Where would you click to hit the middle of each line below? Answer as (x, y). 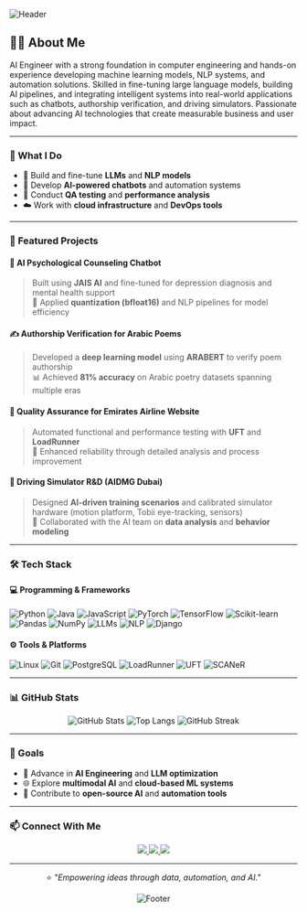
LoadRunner (56, 441)
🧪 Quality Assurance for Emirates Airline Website (105, 412)
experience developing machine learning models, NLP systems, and (138, 74)
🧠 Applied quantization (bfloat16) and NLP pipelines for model (150, 303)
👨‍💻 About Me (48, 43)
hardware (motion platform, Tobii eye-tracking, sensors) (137, 511)
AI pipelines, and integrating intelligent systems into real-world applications (151, 94)
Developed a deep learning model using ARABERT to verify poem (156, 358)
